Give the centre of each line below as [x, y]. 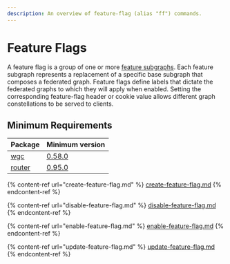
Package [25, 144]
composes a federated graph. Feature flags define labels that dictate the [110, 82]
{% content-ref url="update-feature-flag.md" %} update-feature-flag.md [111, 247]
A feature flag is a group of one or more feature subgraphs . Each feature [111, 67]
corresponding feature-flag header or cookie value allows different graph [111, 96]
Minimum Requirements [60, 125]
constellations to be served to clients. [60, 104]
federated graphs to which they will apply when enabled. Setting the [104, 89]
